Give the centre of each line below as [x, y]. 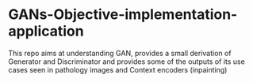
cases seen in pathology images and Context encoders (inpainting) [118, 69]
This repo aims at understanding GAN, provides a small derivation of [120, 53]
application [46, 31]
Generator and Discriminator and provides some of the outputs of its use [127, 61]
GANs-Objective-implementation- [123, 15]
